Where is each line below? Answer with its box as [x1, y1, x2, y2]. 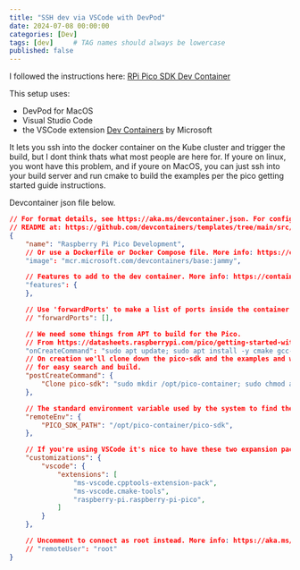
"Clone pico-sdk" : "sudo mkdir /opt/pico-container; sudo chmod [41, 379, 286, 388]
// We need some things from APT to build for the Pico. [25, 329, 242, 338]
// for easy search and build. [25, 363, 142, 372]
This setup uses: [9, 89, 71, 99]
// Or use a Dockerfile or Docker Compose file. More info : [25, 248, 254, 257]
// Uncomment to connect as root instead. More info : [25, 536, 229, 545]
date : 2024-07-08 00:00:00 [9, 21, 110, 30]
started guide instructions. [9, 180, 106, 191]
